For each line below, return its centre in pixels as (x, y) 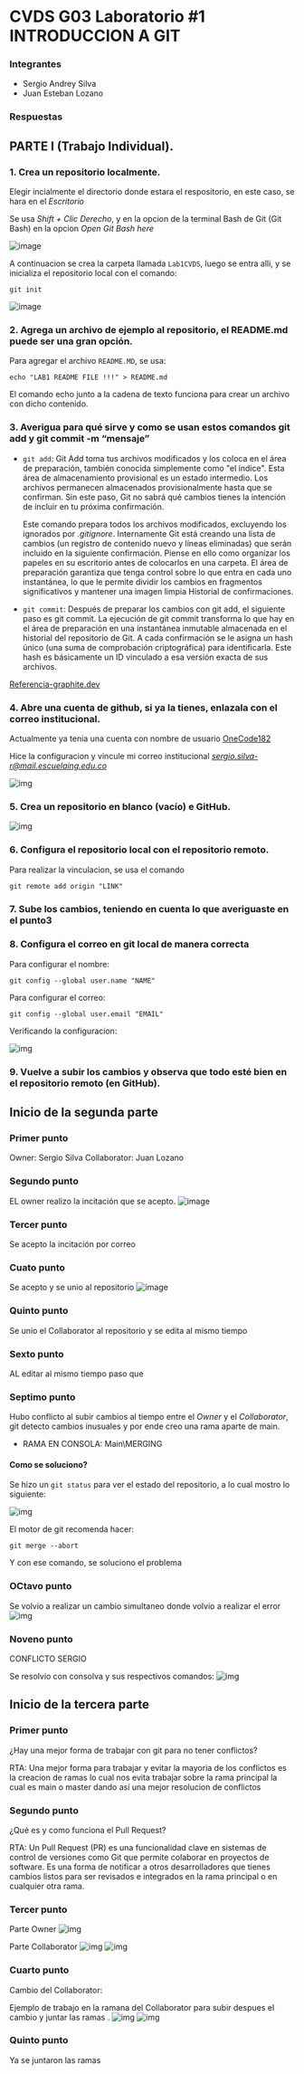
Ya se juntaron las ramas (55, 2060)
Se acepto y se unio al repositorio (72, 1288)
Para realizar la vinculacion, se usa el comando (97, 870)
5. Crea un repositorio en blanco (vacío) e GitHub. (120, 806)
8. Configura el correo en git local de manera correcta (129, 945)
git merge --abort (44, 1546)
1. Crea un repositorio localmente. (85, 172)
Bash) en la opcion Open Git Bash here (81, 229)
